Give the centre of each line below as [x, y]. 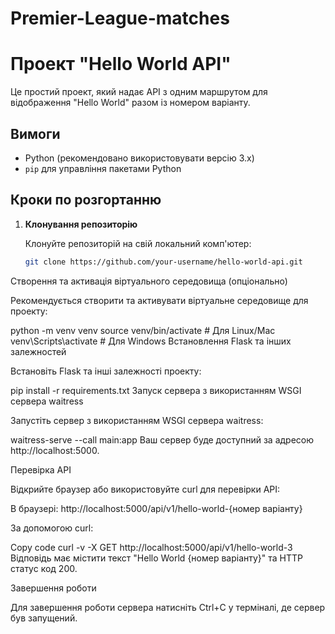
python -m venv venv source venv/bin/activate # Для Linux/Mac [143, 330]
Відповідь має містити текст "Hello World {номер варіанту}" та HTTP [157, 558]
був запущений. [44, 618]
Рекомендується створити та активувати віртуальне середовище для [159, 300]
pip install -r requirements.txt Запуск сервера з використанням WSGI [156, 390]
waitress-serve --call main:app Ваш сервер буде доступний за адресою [162, 439]
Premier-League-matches [120, 18]
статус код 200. [44, 568]
